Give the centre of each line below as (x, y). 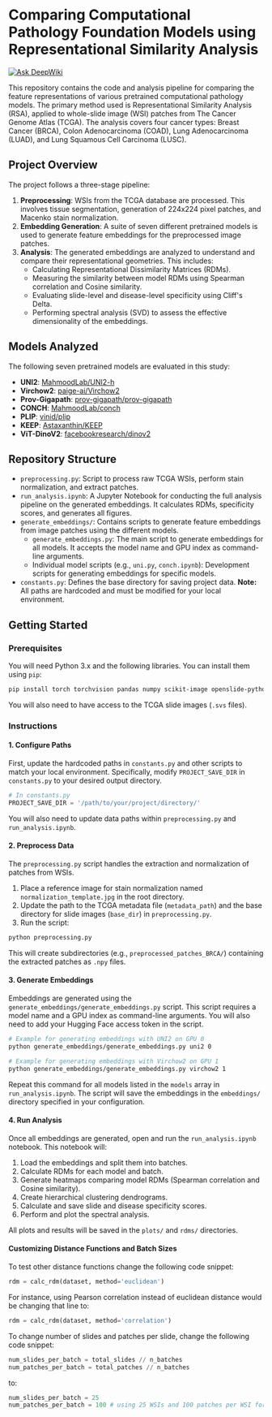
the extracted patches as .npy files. (67, 961)
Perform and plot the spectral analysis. (85, 1214)
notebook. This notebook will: (58, 1147)
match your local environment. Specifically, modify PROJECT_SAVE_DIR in (127, 772)
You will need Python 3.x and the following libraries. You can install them (130, 666)
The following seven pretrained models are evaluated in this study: (119, 366)
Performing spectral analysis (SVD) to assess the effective (130, 312)
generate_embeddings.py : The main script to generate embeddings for (148, 539)
